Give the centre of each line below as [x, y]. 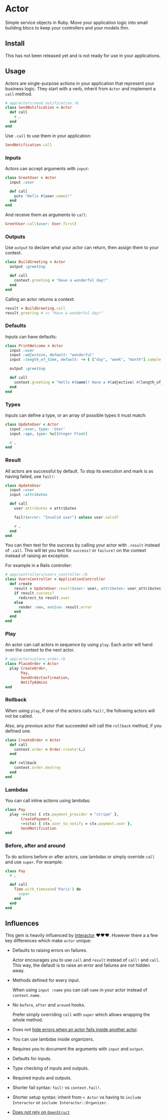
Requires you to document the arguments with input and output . [78, 1049]
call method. [19, 94]
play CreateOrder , [29, 669]
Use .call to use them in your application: [48, 136]
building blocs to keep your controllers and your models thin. [67, 27]
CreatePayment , [36, 819]
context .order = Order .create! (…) [50, 749]
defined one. [18, 731]
